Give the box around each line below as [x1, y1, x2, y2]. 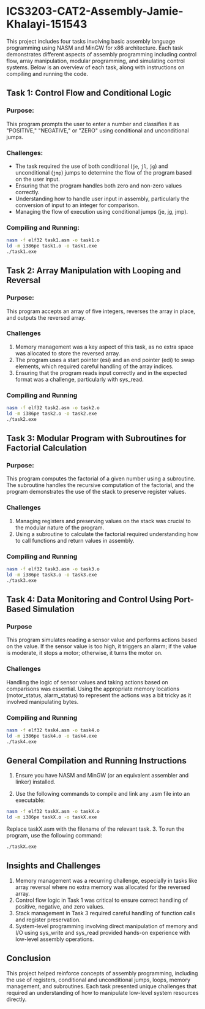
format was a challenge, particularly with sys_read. [15, 376, 144, 383]
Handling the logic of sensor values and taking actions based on [6, 678, 168, 686]
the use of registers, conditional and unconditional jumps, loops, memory [6, 976, 191, 983]
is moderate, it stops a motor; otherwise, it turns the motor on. [6, 649, 163, 657]
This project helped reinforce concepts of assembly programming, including [6, 969, 198, 977]
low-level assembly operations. [15, 935, 94, 943]
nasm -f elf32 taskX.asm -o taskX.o [6, 809, 100, 815]
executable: [15, 796, 45, 804]
